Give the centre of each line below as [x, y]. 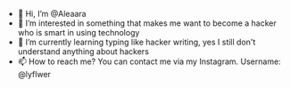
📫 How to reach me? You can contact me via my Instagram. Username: [149, 61]
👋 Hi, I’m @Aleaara [52, 14]
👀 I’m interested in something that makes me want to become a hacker [147, 23]
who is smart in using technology [79, 32]
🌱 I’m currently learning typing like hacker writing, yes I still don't [137, 42]
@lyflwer [34, 74]
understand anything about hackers [83, 52]
